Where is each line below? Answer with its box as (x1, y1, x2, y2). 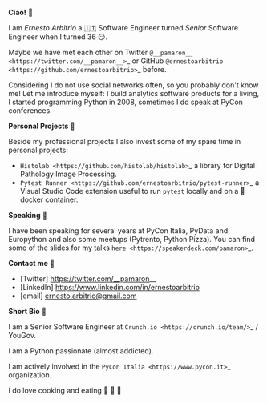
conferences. (8, 106, 52, 115)
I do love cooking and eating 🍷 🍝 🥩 (8, 385, 122, 395)
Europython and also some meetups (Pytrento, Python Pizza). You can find (8, 235, 255, 244)
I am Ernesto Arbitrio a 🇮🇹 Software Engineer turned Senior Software (8, 23, 239, 32)
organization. (8, 370, 52, 380)
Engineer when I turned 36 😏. (8, 32, 108, 42)
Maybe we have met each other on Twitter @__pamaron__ (8, 48, 193, 57)
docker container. (19, 195, 79, 204)
